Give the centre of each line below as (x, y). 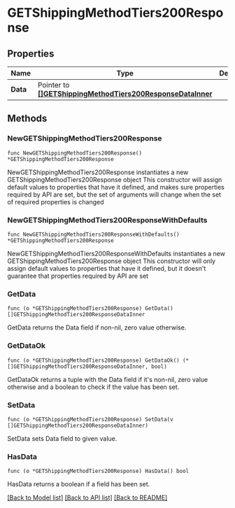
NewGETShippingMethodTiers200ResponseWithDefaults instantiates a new (116, 253)
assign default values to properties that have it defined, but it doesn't (107, 268)
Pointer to (54, 85)
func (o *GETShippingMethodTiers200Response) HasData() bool (98, 471)
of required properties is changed (56, 202)
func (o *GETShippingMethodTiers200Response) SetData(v (90, 419)
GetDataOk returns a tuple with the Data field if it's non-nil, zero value (108, 379)
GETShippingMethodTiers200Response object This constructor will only (111, 261)
